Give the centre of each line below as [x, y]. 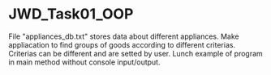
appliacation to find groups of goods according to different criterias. [122, 44]
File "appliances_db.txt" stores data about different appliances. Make [124, 36]
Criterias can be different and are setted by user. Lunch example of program [136, 53]
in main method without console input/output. [84, 62]
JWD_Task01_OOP [71, 14]
